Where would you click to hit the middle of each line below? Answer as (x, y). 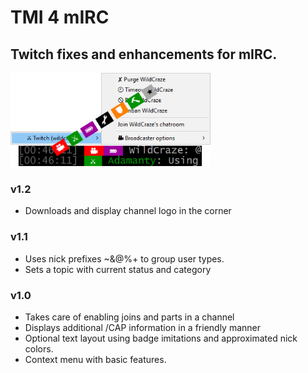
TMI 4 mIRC (60, 17)
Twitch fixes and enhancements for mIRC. (144, 54)
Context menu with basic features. (95, 359)
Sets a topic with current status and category (118, 269)
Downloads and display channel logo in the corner (128, 211)
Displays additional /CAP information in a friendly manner (143, 327)
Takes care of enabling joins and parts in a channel (129, 317)
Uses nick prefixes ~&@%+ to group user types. (124, 258)
